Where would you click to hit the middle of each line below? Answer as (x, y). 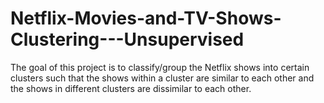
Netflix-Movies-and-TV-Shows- (146, 18)
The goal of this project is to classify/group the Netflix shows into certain (160, 67)
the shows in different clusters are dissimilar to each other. (131, 88)
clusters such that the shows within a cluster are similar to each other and (162, 78)
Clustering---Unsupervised (127, 39)
